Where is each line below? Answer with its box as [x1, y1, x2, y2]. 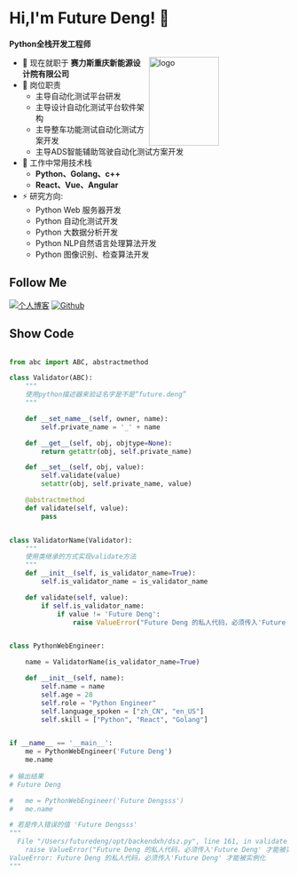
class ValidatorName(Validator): [9, 536, 133, 545]
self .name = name [41, 682, 105, 691]
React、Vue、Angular [35, 179, 119, 190]
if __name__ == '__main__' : [9, 739, 114, 748]
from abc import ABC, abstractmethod [9, 357, 149, 367]
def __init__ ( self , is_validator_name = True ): [25, 569, 197, 578]
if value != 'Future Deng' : [56, 609, 161, 618]
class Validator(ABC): [9, 373, 93, 383]
